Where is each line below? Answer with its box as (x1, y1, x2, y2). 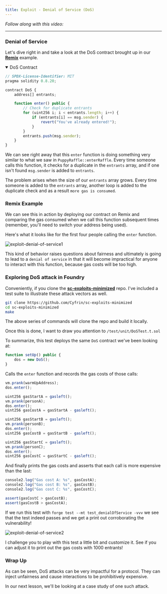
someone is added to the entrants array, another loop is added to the (5, 183, 147, 189)
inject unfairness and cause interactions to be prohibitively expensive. (5, 573, 149, 580)
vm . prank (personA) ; (5, 398, 46, 403)
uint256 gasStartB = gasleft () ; (5, 417, 72, 422)
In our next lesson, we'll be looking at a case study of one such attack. (5, 583, 150, 589)
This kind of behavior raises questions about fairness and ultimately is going (5, 251, 162, 257)
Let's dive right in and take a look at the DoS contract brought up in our (5, 49, 151, 55)
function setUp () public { (5, 353, 61, 358)
